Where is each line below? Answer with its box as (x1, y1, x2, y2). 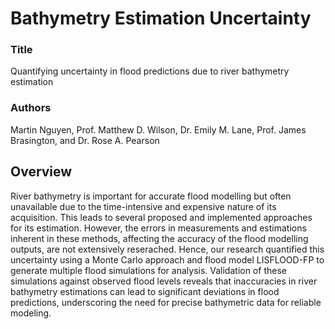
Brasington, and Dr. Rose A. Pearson (10, 134, 160, 146)
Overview (10, 163, 73, 181)
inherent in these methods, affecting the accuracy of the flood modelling (10, 232, 309, 244)
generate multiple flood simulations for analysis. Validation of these (10, 264, 287, 276)
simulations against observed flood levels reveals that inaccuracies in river (10, 275, 318, 287)
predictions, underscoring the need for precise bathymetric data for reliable (10, 296, 322, 308)
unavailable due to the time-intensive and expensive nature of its (10, 200, 277, 212)
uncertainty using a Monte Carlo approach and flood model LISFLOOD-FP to (10, 253, 325, 266)
